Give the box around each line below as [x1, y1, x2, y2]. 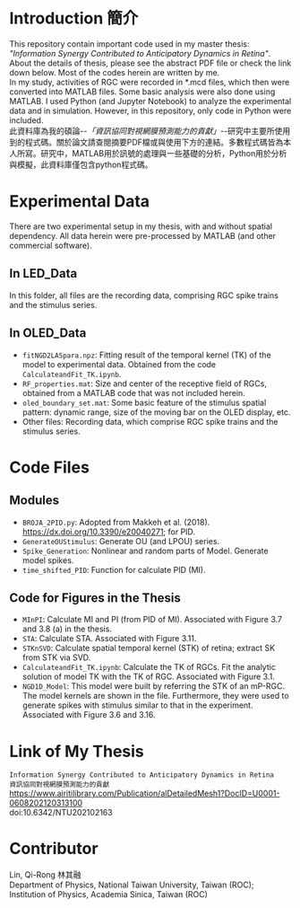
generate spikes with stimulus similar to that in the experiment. [21, 700, 253, 710]
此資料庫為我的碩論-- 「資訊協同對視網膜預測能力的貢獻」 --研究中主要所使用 [9, 125, 291, 136]
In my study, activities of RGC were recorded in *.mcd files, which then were [9, 76, 290, 87]
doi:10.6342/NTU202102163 [9, 807, 114, 818]
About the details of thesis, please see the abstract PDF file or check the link [9, 57, 292, 68]
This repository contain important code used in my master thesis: [9, 38, 250, 49]
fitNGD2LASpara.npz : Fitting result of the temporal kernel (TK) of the [21, 349, 271, 360]
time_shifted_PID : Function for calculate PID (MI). [21, 564, 206, 575]
